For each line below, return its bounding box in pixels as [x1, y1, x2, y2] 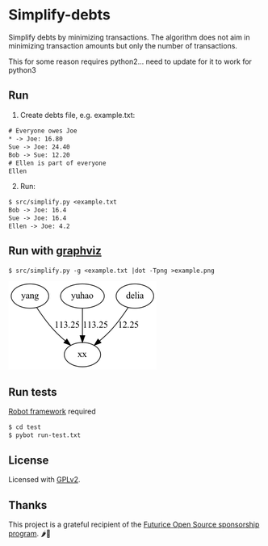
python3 [8, 65, 36, 74]
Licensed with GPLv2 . [8, 475, 81, 485]
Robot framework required [8, 406, 97, 417]
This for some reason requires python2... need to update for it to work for [8, 57, 253, 66]
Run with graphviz [8, 244, 103, 258]
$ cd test [8, 423, 42, 431]
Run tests [8, 385, 57, 399]
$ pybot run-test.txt [8, 431, 82, 439]
